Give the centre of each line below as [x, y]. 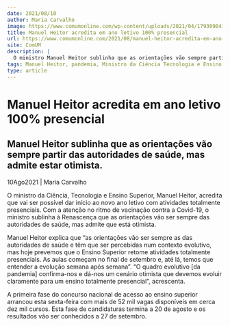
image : [16, 26]
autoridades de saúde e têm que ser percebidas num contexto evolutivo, [110, 245]
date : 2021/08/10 [32, 13]
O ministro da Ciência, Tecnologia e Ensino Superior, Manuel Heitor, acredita [115, 195]
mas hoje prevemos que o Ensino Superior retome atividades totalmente [109, 252]
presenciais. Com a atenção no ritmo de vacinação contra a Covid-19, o [108, 210]
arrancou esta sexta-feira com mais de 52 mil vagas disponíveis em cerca [111, 301]
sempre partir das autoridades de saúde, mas [106, 155]
